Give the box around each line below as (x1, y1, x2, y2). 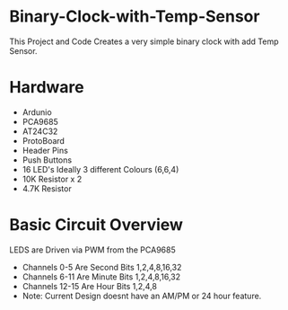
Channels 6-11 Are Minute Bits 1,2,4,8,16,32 (22, 271, 181, 282)
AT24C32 (22, 126, 58, 137)
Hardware (9, 77, 84, 98)
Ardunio (22, 106, 52, 118)
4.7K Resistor (22, 182, 72, 194)
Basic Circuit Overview (9, 215, 184, 235)
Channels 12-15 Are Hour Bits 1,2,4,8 (22, 280, 157, 291)
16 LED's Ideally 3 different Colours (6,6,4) (22, 164, 179, 174)
